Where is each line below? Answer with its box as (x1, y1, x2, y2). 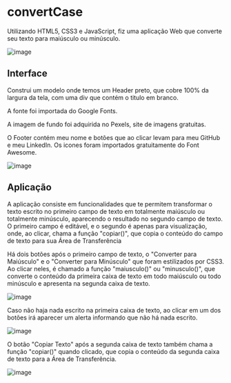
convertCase (7, 4, 83, 20)
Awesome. (7, 148, 37, 156)
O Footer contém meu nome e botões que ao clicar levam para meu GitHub (7, 133, 221, 141)
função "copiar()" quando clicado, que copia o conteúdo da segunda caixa (7, 347, 220, 355)
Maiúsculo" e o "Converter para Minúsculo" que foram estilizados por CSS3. (7, 257, 224, 266)
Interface (7, 68, 48, 79)
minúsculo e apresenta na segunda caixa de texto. (7, 279, 150, 287)
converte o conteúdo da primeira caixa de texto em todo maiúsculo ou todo (7, 272, 221, 280)
